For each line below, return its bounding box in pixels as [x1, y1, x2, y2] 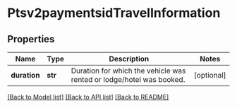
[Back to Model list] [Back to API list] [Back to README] [7, 93, 169, 101]
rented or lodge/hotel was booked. [71, 75, 186, 84]
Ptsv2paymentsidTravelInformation [7, 5, 221, 21]
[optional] [193, 71, 226, 80]
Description [109, 54, 150, 64]
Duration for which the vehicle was [71, 66, 186, 76]
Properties [7, 33, 55, 45]
